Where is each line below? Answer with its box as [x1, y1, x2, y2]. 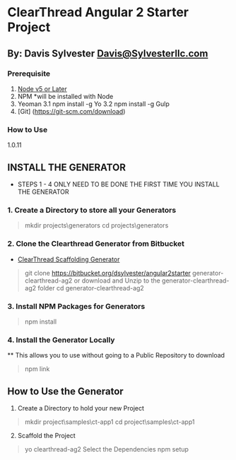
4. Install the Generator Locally [7, 335, 115, 345]
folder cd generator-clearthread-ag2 [37, 283, 145, 292]
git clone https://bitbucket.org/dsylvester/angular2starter [24, 269, 191, 277]
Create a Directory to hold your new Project [17, 403, 145, 412]
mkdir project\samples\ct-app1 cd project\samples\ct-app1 [24, 418, 195, 426]
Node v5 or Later [17, 84, 67, 93]
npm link [24, 365, 50, 373]
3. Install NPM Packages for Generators [7, 301, 146, 311]
